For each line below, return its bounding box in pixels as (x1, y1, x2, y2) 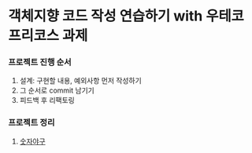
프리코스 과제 (8, 27, 88, 45)
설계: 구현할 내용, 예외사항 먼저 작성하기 (19, 76, 142, 86)
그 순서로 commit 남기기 (19, 86, 94, 95)
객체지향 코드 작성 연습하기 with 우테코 (8, 7, 244, 25)
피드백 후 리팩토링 (19, 96, 75, 105)
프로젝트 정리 (8, 117, 55, 128)
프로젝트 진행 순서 (8, 56, 72, 67)
